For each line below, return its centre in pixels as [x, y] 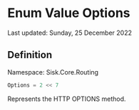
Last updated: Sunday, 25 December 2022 [69, 33]
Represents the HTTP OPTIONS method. [67, 99]
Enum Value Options [69, 13]
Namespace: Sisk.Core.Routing [53, 72]
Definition [30, 55]
